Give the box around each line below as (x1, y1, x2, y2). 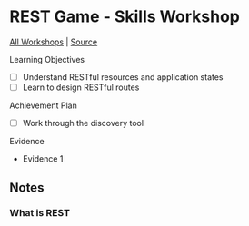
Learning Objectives (9, 54, 85, 64)
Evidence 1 (22, 153, 64, 164)
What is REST (9, 207, 71, 220)
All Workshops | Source (9, 36, 98, 47)
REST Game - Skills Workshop (9, 6, 241, 27)
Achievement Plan (9, 100, 77, 111)
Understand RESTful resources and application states (22, 71, 224, 83)
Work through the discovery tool (22, 118, 144, 129)
